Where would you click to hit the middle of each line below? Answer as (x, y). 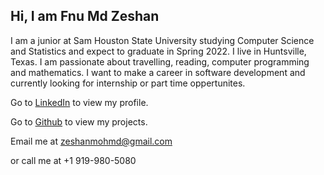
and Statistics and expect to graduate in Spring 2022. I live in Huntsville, (158, 51)
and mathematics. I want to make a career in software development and (158, 72)
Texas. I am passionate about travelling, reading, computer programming (160, 61)
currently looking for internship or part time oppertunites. (128, 83)
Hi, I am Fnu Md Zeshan (85, 16)
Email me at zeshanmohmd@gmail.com (91, 141)
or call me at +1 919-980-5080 (73, 160)
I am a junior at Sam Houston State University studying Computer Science (162, 40)
